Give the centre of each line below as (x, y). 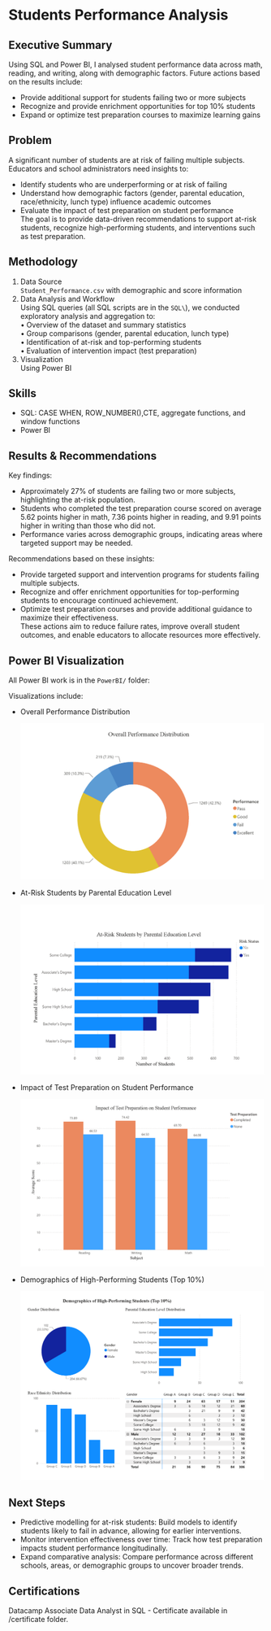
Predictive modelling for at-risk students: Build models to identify (129, 1522)
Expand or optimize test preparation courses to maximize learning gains (140, 115)
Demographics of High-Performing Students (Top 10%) (112, 1280)
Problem (30, 140)
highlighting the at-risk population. (77, 500)
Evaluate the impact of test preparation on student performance (127, 210)
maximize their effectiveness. (69, 618)
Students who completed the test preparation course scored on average (141, 508)
